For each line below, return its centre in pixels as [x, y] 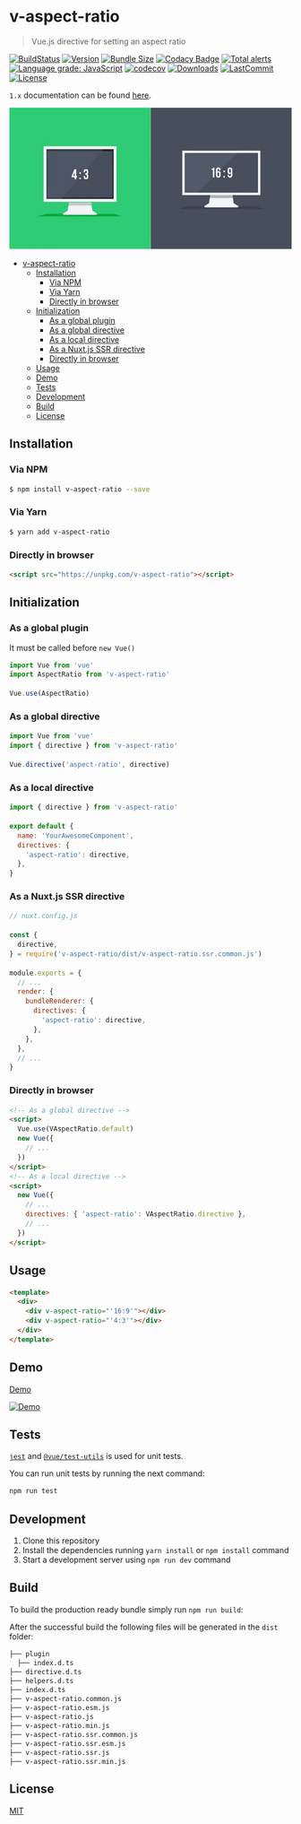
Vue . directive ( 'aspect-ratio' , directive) [90, 764]
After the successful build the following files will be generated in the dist [144, 1627]
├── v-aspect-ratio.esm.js [60, 1707]
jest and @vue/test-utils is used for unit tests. [96, 1456]
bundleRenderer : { [60, 1002]
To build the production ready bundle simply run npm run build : [126, 1609]
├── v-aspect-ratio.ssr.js [60, 1752]
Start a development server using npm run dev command [126, 1560]
